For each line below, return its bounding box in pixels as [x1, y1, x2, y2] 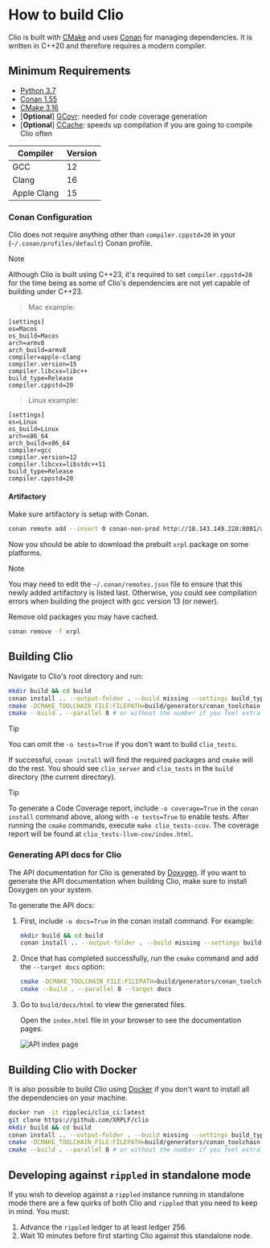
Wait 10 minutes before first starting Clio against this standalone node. [19, 1230, 253, 1240]
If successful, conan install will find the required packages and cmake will [8, 755, 253, 765]
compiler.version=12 [8, 454, 78, 462]
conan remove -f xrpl [8, 628, 81, 636]
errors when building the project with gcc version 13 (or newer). [8, 596, 219, 606]
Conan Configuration [8, 211, 92, 222]
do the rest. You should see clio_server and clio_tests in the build [8, 764, 234, 773]
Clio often [19, 128, 53, 138]
